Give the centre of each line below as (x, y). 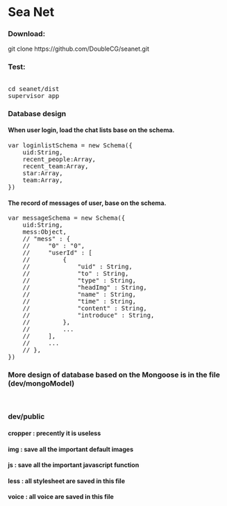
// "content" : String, (85, 309)
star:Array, (43, 173)
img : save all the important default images (71, 449)
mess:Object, (44, 232)
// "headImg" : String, (85, 288)
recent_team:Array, (56, 166)
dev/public (26, 416)
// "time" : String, (79, 302)
